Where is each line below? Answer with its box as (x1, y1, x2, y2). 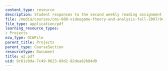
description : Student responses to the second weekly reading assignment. (5, 12, 164, 17)
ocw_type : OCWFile (5, 35, 43, 40)
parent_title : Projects (5, 40, 55, 45)
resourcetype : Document (5, 49, 55, 54)
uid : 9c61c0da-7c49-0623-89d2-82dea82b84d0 (5, 58, 97, 63)
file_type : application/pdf (5, 21, 64, 26)
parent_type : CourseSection (5, 44, 64, 49)
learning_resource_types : (5, 26, 59, 31)
